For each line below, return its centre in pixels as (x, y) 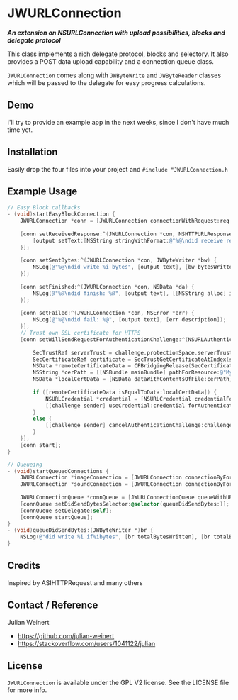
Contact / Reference (53, 605)
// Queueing (25, 465)
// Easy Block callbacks (44, 208)
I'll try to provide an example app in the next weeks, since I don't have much (118, 122)
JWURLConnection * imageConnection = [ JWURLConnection (101, 478)
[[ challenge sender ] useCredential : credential (115, 406)
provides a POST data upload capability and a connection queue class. (110, 61)
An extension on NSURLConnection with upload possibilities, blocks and (116, 33)
